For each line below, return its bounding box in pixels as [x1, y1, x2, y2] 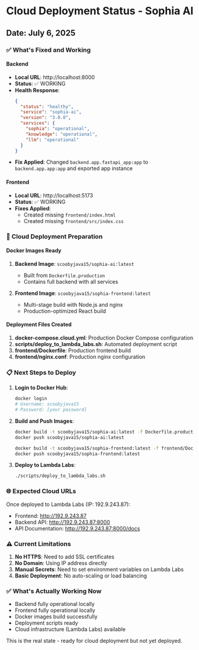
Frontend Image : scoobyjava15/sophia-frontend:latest [14, 290, 151, 297]
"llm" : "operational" [26, 137, 79, 143]
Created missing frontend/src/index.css [23, 217, 124, 224]
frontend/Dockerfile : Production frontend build [14, 347, 131, 354]
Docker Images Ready [6, 247, 62, 254]
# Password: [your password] [14, 407, 87, 413]
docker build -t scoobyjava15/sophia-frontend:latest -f [14, 445, 159, 451]
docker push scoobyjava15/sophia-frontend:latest [14, 451, 141, 457]
